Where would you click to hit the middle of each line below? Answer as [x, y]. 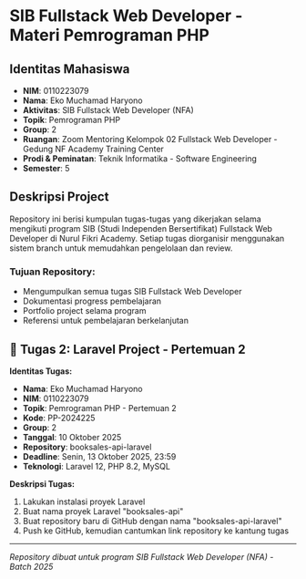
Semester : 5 [46, 168]
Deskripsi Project [59, 197]
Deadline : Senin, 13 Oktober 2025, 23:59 [99, 456]
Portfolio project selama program [84, 311]
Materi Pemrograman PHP [109, 35]
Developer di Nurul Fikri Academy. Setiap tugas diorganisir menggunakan [147, 238]
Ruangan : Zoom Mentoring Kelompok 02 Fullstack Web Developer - [150, 139]
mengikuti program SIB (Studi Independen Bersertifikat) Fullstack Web [141, 228]
